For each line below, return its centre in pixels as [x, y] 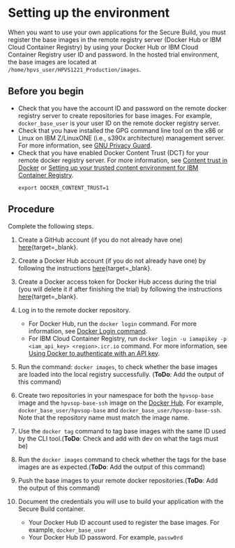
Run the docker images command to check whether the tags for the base [122, 459]
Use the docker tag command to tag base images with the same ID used [122, 431]
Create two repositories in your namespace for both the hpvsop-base [116, 395]
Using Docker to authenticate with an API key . [94, 353]
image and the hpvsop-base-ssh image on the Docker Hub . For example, [121, 403]
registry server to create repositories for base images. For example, [115, 115]
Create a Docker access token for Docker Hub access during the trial [117, 282]
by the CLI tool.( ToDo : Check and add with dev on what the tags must [118, 438]
